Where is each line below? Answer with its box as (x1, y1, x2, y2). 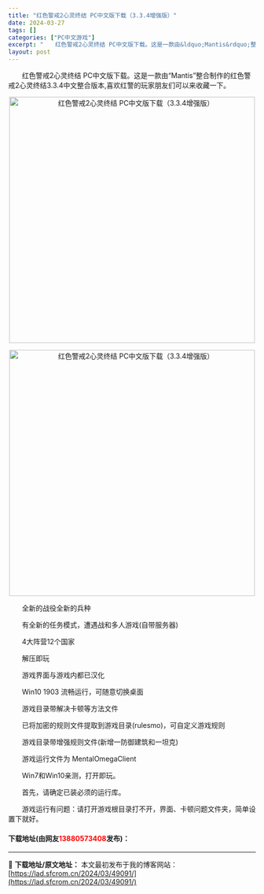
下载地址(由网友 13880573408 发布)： (8, 833, 130, 843)
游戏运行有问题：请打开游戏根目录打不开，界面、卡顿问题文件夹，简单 (21, 804, 249, 814)
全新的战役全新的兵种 (21, 603, 91, 613)
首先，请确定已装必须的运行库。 (21, 788, 126, 796)
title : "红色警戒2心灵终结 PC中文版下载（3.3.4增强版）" (8, 11, 177, 20)
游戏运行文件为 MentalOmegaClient (21, 754, 137, 763)
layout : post (8, 48, 51, 56)
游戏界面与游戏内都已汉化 (21, 670, 104, 680)
